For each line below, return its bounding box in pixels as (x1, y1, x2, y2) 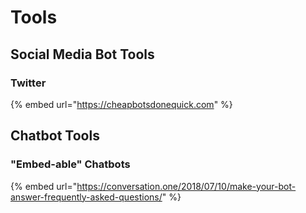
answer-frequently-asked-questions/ (10, 191, 163, 203)
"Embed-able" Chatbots (10, 157, 131, 171)
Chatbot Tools (10, 127, 100, 145)
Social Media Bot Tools (10, 46, 155, 63)
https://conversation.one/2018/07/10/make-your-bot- (76, 180, 297, 192)
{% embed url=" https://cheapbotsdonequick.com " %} (10, 98, 233, 110)
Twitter (10, 76, 47, 90)
